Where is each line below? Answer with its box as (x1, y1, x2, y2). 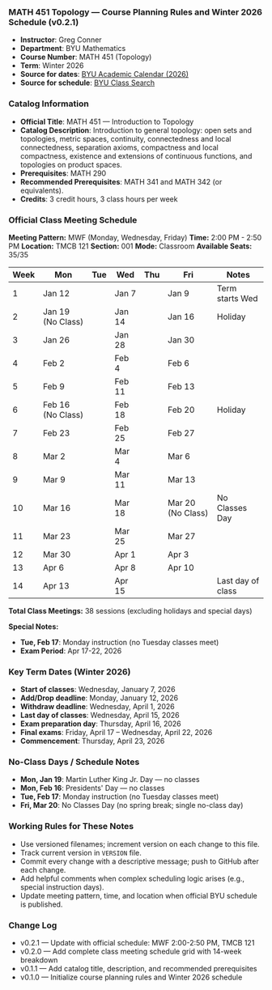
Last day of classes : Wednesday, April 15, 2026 (19, 711, 180, 720)
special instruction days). (19, 882, 104, 892)
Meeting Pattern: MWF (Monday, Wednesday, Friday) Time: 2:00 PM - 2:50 (8, 232, 262, 242)
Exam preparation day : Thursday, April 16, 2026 (19, 719, 182, 729)
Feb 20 (167, 404, 195, 415)
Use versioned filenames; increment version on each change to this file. (19, 839, 261, 848)
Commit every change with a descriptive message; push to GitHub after (19, 856, 259, 866)
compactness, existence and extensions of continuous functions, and (19, 151, 253, 160)
